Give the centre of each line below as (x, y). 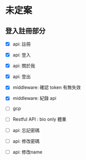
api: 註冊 (22, 44)
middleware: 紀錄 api (35, 98)
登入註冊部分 (25, 31)
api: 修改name (27, 152)
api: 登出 (22, 76)
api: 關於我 (24, 66)
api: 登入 (22, 55)
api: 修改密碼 (26, 141)
